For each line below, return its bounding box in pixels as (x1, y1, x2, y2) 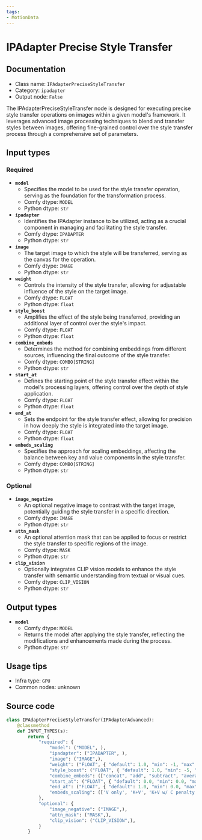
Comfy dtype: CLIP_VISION (23, 578, 90, 586)
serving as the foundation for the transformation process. (23, 192, 167, 199)
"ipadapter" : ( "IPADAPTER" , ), (49, 750, 128, 756)
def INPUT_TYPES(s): (17, 728, 69, 734)
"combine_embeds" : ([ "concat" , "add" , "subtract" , (49, 773, 179, 779)
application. (23, 390, 54, 397)
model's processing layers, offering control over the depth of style (23, 384, 188, 391)
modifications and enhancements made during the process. (23, 637, 173, 645)
